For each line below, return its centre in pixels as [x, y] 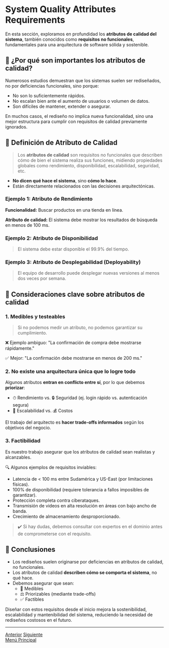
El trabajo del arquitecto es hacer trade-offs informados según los [75, 422]
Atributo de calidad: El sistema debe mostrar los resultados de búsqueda [81, 220]
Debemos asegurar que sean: [43, 583]
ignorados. [16, 126]
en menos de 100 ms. [27, 225]
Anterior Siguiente [24, 634]
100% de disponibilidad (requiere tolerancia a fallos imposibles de [81, 489]
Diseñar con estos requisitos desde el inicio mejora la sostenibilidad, [76, 609]
